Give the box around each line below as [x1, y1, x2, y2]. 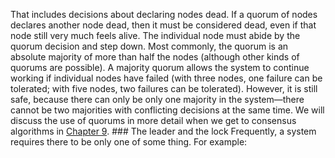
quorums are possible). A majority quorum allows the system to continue [10, 62, 310, 73]
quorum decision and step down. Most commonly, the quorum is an [10, 40, 289, 52]
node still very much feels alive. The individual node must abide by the [10, 30, 301, 41]
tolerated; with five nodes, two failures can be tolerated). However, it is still [10, 83, 318, 94]
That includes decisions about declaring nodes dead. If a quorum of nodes [10, 9, 318, 20]
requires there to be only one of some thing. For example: [10, 136, 248, 148]
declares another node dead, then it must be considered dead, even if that [10, 19, 317, 31]
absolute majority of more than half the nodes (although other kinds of [10, 51, 300, 63]
